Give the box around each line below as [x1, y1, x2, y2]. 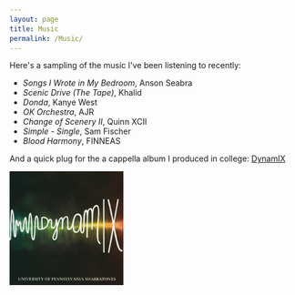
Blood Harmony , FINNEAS [22, 136, 121, 147]
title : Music [9, 24, 59, 34]
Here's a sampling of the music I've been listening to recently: [9, 60, 241, 71]
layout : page [9, 15, 59, 24]
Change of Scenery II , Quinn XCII [22, 117, 147, 127]
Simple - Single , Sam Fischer [22, 126, 132, 137]
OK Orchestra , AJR [22, 107, 95, 117]
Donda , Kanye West [22, 97, 97, 108]
